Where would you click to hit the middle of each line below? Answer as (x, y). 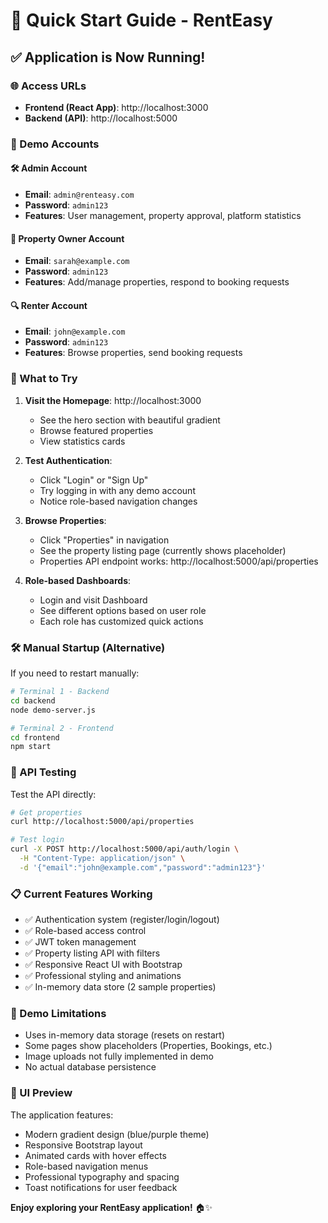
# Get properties (46, 812)
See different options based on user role (123, 610)
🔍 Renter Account (49, 305)
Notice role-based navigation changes (118, 501)
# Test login (37, 840)
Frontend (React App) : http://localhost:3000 (116, 107)
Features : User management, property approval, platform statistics (163, 215)
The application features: (62, 1115)
